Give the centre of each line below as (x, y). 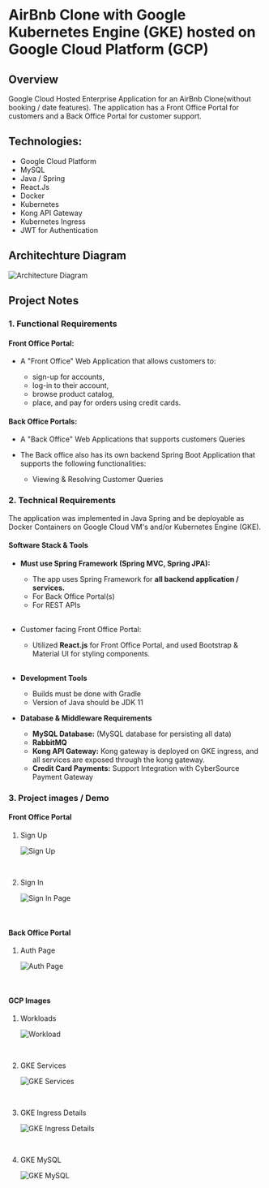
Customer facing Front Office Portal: (81, 629)
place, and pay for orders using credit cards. (107, 402)
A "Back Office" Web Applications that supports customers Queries (132, 439)
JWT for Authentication (59, 230)
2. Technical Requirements (62, 501)
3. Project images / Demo (59, 798)
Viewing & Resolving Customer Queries (98, 480)
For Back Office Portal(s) (73, 596)
